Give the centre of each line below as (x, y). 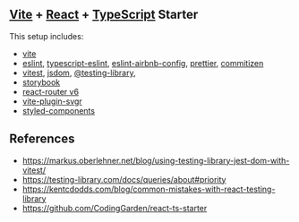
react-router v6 (50, 91)
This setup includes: (47, 36)
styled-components (59, 110)
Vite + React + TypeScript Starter (104, 15)
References (42, 139)
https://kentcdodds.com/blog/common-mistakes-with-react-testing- (149, 189)
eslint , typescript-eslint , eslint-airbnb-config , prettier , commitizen (143, 63)
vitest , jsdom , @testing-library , (79, 73)
